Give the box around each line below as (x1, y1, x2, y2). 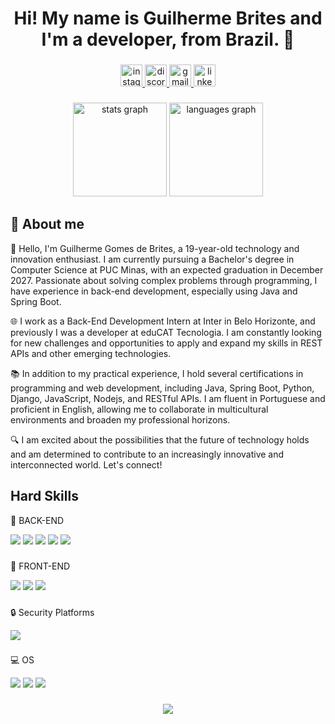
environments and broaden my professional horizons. (10, 413, 231, 426)
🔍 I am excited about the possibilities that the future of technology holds (10, 433, 310, 446)
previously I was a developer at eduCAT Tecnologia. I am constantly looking (10, 326, 322, 338)
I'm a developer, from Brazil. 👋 (41, 28, 295, 51)
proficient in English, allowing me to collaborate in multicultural (10, 403, 269, 415)
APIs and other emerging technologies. (10, 347, 172, 359)
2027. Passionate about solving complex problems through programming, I (10, 274, 318, 286)
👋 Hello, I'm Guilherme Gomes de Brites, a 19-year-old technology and (10, 242, 300, 254)
